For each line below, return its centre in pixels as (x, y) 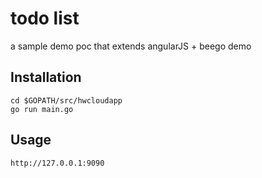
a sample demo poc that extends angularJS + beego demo (131, 46)
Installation (46, 77)
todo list (45, 18)
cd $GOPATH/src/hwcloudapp (66, 100)
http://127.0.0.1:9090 (57, 163)
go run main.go (42, 109)
